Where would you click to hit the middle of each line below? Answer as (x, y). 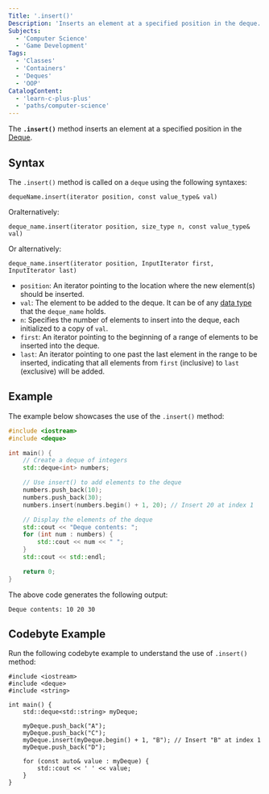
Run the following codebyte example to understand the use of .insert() (128, 654)
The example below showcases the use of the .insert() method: (116, 416)
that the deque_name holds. (63, 311)
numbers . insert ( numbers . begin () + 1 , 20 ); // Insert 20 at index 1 (138, 505)
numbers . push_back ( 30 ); (63, 497)
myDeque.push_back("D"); (64, 747)
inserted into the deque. (60, 345)
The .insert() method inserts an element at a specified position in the (125, 129)
